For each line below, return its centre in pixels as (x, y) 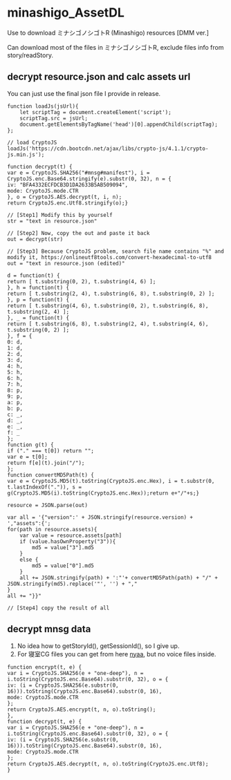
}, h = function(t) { (38, 287)
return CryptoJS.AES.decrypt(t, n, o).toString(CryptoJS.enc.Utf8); (108, 764)
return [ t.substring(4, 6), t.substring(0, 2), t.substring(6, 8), (108, 305)
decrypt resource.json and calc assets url (99, 77)
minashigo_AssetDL (66, 13)
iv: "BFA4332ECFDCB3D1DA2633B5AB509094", (68, 184)
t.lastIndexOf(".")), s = (44, 487)
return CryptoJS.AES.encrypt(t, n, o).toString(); (82, 710)
